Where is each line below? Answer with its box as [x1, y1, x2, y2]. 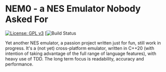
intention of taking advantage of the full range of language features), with [5, 50, 156, 56]
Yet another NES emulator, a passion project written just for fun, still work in [5, 39, 161, 45]
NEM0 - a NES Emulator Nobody [5, 3, 141, 14]
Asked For [5, 13, 48, 25]
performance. [5, 61, 33, 67]
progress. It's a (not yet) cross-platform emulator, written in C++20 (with [5, 45, 154, 51]
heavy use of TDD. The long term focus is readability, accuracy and [5, 55, 144, 61]
